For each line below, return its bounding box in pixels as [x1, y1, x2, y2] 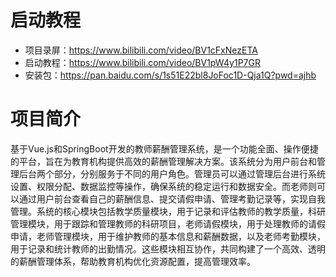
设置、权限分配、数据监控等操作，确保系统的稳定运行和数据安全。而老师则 [10, 180, 317, 192]
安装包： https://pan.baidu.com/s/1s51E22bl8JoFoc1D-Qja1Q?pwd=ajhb [24, 69, 317, 81]
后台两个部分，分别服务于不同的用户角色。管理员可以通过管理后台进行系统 [18, 167, 326, 180]
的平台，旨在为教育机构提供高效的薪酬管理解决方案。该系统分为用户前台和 [10, 155, 317, 167]
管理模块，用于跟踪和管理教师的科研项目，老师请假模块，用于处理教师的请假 [10, 217, 326, 230]
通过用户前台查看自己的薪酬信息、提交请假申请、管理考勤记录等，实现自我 [18, 192, 326, 205]
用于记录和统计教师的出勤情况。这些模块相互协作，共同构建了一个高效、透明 [10, 242, 326, 255]
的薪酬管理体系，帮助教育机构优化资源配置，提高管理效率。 [10, 255, 256, 267]
